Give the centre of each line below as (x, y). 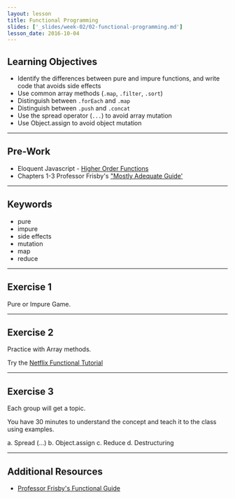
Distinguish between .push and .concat (74, 108)
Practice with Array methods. (49, 349)
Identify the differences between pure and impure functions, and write (119, 78)
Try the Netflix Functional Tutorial (55, 363)
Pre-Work (29, 152)
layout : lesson (29, 14)
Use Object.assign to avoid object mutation (79, 123)
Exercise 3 (30, 392)
